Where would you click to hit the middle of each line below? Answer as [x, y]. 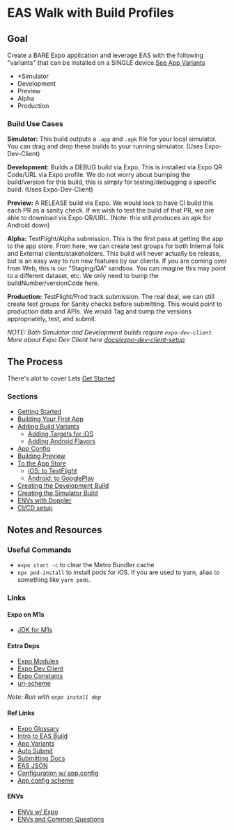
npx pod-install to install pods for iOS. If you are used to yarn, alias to [118, 572]
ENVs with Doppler [44, 500]
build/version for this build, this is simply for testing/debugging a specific [112, 182]
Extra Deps [24, 645]
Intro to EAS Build [42, 736]
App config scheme [46, 780]
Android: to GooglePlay [61, 478]
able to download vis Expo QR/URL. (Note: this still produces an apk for [109, 218]
